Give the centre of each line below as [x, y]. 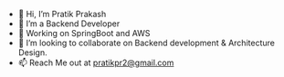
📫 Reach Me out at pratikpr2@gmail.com [96, 63]
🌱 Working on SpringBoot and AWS [84, 33]
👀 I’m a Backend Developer [69, 24]
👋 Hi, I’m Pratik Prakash [62, 14]
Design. [32, 53]
